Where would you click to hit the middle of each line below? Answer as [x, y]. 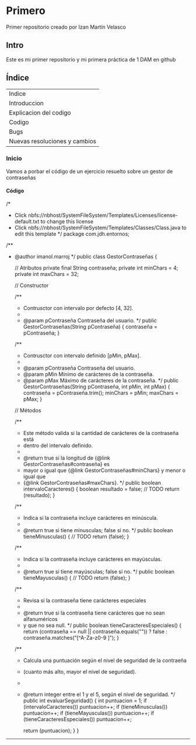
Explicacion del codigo [40, 112]
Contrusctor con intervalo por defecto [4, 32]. [78, 308]
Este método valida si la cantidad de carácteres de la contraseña [101, 433]
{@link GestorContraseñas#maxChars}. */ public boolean [92, 483]
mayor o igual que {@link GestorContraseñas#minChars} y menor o [104, 470]
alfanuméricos [41, 619]
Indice [17, 94]
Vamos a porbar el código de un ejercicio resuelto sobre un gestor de [90, 171]
